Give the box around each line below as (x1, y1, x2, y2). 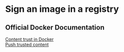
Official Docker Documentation (5, 23, 105, 32)
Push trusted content (5, 42, 49, 48)
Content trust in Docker (5, 36, 54, 42)
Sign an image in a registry (5, 3, 119, 15)
